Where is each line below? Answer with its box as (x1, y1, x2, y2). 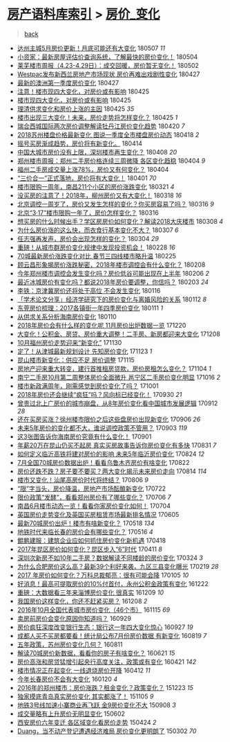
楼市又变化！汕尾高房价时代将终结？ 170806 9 (17, 475, 148, 484)
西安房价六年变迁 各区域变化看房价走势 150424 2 (17, 718, 157, 726)
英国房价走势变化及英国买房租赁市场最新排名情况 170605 (17, 510, 180, 518)
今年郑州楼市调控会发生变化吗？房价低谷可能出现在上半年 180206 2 (17, 269, 209, 277)
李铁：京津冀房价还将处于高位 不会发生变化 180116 (17, 286, 161, 294)
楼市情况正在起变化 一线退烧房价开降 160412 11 (17, 666, 151, 674)
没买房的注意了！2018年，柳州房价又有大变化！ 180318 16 (17, 191, 182, 200)
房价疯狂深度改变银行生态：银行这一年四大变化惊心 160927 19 (17, 623, 193, 631)
